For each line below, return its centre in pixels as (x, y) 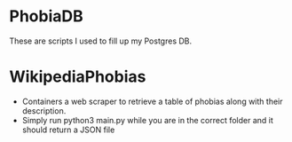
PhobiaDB (46, 16)
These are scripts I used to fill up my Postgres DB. (101, 41)
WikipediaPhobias (78, 77)
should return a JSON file (68, 130)
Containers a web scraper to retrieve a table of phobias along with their (152, 101)
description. (44, 110)
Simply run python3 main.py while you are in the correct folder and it (147, 120)
